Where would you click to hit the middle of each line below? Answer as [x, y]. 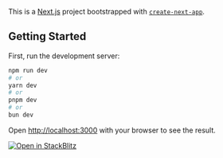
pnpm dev [23, 100]
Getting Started [47, 36]
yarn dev [23, 85]
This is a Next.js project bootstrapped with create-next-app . [107, 12]
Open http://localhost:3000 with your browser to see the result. [112, 130]
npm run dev [28, 70]
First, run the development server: [64, 56]
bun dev [21, 115]
